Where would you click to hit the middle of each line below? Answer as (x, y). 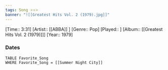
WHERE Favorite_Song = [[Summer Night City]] (54, 62)
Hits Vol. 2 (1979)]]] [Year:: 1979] (39, 34)
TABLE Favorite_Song (27, 58)
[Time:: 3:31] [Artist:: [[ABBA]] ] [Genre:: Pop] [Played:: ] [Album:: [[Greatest (84, 29)
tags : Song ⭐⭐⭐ (22, 10)
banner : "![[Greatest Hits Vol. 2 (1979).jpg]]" (57, 15)
